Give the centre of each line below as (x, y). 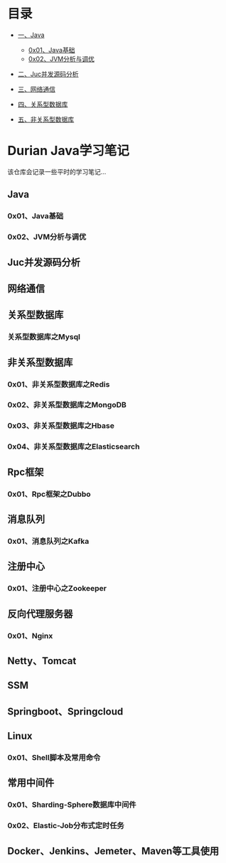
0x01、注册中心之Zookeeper (57, 589)
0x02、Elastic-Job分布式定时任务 (66, 826)
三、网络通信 (36, 89)
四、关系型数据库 (43, 104)
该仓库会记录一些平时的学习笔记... (57, 171)
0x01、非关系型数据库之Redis (59, 384)
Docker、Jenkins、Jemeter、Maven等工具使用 (113, 851)
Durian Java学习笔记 (68, 151)
